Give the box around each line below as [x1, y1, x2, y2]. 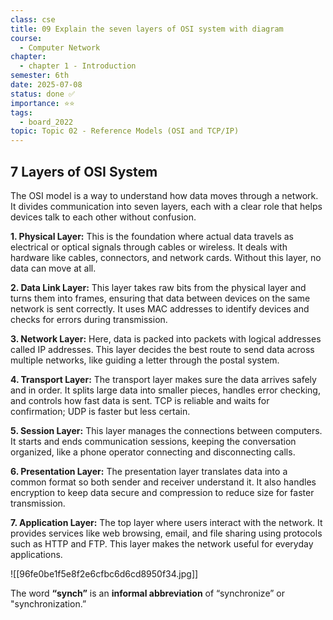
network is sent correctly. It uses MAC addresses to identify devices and [10, 302, 310, 315]
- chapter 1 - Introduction [19, 61, 137, 71]
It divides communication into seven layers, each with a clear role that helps [10, 200, 323, 212]
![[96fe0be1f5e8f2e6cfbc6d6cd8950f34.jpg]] [10, 567, 199, 580]
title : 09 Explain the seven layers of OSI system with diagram [10, 24, 284, 34]
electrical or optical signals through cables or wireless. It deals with [10, 241, 288, 253]
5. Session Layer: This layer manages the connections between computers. [10, 424, 323, 436]
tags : [10, 107, 33, 118]
